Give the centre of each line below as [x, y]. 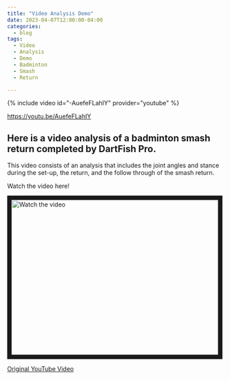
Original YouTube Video [41, 369]
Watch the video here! [39, 186]
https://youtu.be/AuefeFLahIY [49, 116]
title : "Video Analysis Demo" [51, 13]
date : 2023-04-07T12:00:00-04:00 [55, 20]
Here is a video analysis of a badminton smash [109, 138]
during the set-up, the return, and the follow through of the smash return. [111, 173]
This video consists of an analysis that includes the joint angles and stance [113, 165]
